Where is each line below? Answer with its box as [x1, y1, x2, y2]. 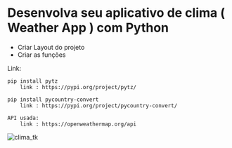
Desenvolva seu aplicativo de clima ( [7, 5, 225, 21]
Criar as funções [17, 51, 66, 59]
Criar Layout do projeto [17, 43, 85, 51]
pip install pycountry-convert [7, 96, 99, 103]
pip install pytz [7, 77, 58, 85]
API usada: [7, 114, 39, 121]
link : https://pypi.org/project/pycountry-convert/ [20, 102, 178, 109]
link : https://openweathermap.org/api [20, 121, 137, 128]
